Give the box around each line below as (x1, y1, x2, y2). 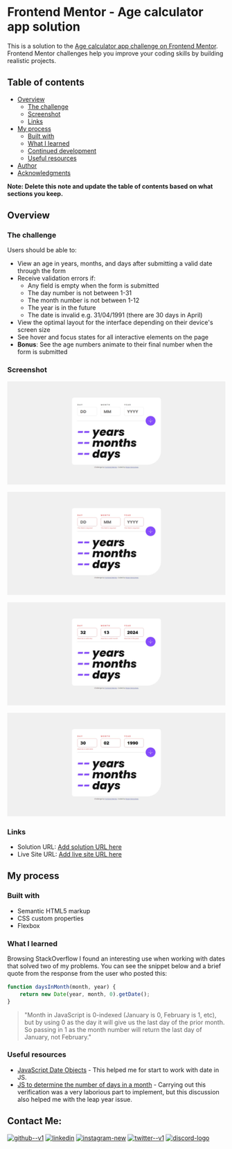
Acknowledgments (17, 168, 71, 177)
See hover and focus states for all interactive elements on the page (17, 333, 209, 342)
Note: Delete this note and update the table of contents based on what (7, 182, 213, 191)
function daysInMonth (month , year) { (7, 983, 116, 990)
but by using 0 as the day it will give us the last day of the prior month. (24, 1018, 225, 1026)
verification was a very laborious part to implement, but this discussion (17, 1087, 220, 1096)
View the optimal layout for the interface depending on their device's (17, 318, 213, 326)
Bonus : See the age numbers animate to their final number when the (17, 340, 213, 349)
